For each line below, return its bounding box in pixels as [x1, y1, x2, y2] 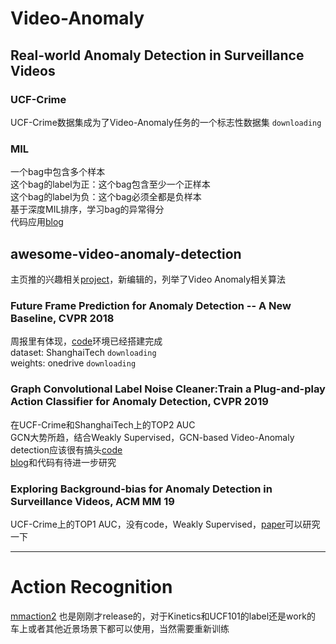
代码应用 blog [10, 216, 64, 228]
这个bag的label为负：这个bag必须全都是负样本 [10, 191, 202, 203]
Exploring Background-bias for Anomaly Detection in [10, 482, 273, 496]
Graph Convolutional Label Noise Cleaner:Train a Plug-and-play [10, 382, 326, 396]
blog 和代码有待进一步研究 [10, 456, 117, 468]
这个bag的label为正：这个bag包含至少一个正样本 [10, 178, 211, 191]
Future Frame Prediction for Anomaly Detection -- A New [10, 298, 292, 312]
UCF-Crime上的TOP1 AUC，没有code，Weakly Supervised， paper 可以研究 [10, 518, 321, 530]
